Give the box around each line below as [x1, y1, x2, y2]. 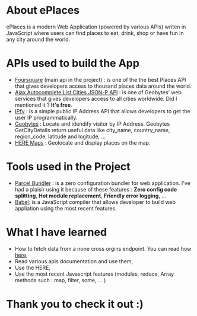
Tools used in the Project [6, 160, 131, 174]
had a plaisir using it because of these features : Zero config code [14, 186, 177, 193]
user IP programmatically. [14, 114, 78, 121]
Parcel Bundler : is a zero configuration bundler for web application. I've [14, 179, 191, 187]
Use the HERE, [14, 264, 50, 271]
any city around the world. [6, 36, 71, 43]
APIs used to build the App [6, 57, 139, 70]
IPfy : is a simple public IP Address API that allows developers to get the [14, 107, 191, 114]
